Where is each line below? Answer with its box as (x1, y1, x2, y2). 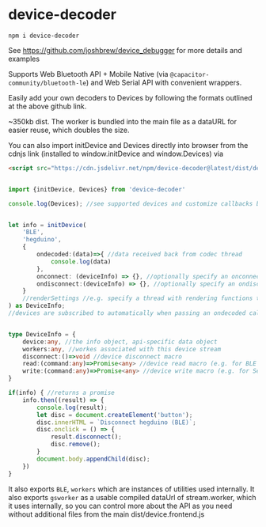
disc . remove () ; (50, 441, 101, 449)
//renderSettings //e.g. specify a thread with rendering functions (22, 294, 253, 302)
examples (8, 54, 40, 63)
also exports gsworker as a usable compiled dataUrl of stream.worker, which (8, 492, 256, 502)
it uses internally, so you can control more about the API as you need (8, 501, 233, 510)
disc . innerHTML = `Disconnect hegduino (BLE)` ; (36, 418, 196, 427)
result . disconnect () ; (50, 433, 123, 441)
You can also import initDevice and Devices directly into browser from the (8, 140, 249, 150)
